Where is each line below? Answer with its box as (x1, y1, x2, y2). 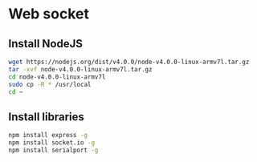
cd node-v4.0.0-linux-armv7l (8, 73, 106, 81)
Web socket (8, 5, 90, 23)
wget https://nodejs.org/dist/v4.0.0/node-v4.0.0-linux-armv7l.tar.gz (8, 58, 250, 66)
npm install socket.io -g (8, 139, 95, 147)
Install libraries (8, 110, 84, 124)
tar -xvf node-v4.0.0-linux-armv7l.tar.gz (8, 65, 153, 73)
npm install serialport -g (8, 146, 99, 154)
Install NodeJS (8, 37, 83, 51)
